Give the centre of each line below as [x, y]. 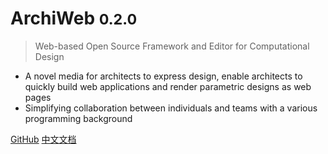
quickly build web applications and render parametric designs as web [168, 86]
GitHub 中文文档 [43, 139]
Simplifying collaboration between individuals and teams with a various [171, 108]
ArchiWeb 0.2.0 [74, 18]
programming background [78, 118]
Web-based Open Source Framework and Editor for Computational [172, 46]
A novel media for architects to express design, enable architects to [163, 76]
